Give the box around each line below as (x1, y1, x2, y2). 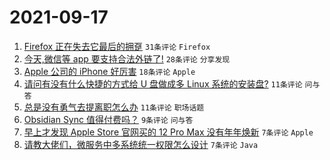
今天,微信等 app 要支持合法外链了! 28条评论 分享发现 (23, 52, 231, 65)
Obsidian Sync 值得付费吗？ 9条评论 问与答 (23, 113, 194, 125)
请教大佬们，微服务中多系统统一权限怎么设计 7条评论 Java (23, 138, 259, 150)
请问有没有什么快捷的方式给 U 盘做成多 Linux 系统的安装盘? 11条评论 (23, 77, 303, 90)
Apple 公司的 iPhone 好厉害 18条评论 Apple (23, 65, 196, 77)
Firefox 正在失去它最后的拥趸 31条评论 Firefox (23, 40, 211, 52)
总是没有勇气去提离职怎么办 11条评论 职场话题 (23, 101, 205, 113)
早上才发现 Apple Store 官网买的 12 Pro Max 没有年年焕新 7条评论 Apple (23, 126, 314, 138)
